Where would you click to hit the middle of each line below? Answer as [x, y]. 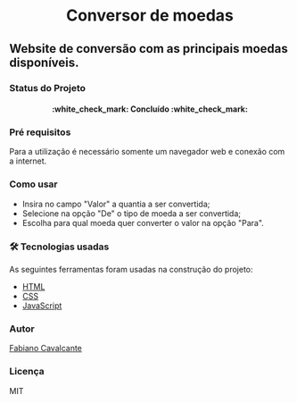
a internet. [28, 161]
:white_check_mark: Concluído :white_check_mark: [150, 109]
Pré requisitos [40, 132]
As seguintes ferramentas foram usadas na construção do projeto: [131, 269]
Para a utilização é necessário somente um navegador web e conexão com [147, 152]
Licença [27, 372]
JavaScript [42, 306]
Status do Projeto [48, 88]
